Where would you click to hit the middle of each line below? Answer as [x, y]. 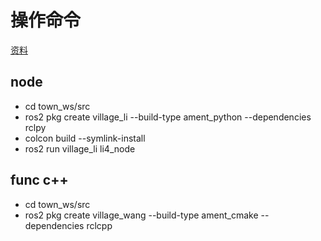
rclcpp [99, 225]
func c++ [39, 180]
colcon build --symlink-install [85, 138]
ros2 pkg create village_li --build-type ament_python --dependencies [168, 117]
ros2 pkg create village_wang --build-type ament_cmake [141, 215]
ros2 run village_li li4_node [80, 148]
